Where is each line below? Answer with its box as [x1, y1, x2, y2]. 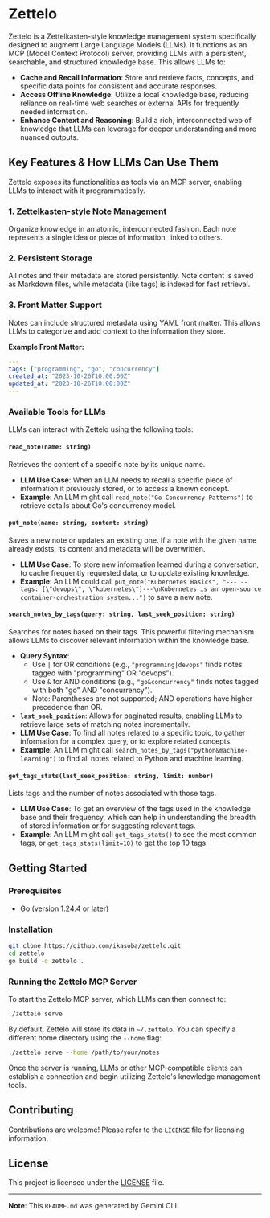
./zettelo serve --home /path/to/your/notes [8, 1048, 160, 1056]
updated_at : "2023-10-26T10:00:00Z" [8, 379, 131, 388]
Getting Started [8, 861, 88, 875]
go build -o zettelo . [8, 957, 84, 965]
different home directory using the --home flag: [8, 1032, 162, 1042]
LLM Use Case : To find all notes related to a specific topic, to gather [19, 728, 246, 737]
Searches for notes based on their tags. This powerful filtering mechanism [8, 626, 255, 636]
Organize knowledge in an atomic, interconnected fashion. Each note [8, 224, 237, 234]
